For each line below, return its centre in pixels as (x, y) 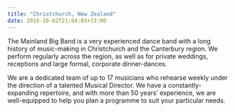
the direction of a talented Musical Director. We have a (87, 85)
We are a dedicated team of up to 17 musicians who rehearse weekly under (117, 77)
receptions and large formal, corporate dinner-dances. (87, 63)
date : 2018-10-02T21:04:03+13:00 (57, 21)
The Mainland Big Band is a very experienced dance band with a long (109, 41)
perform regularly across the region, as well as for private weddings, (108, 56)
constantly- (184, 85)
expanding (23, 93)
